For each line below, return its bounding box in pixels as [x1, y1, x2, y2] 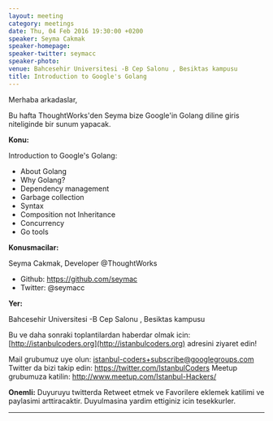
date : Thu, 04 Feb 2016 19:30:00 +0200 [8, 27, 144, 35]
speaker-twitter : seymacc [8, 50, 96, 58]
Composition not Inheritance [19, 209, 116, 219]
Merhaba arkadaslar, [8, 94, 78, 104]
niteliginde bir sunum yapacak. [8, 119, 111, 128]
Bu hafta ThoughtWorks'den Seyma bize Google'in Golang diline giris [8, 111, 240, 120]
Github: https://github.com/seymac [19, 274, 138, 284]
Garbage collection [19, 192, 84, 202]
